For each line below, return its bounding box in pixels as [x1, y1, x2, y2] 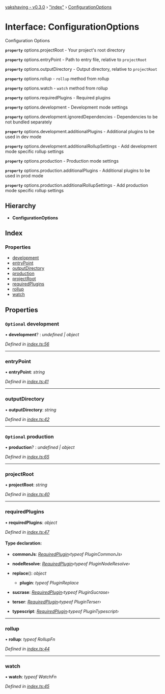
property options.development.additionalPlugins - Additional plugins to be [5, 128, 155, 134]
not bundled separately [5, 119, 53, 125]
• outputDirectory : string [5, 406, 56, 412]
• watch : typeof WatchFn [5, 674, 57, 680]
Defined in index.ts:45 [5, 683, 50, 690]
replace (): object [12, 570, 47, 576]
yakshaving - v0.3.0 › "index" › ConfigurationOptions [5, 4, 112, 10]
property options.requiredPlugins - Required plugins [5, 94, 110, 100]
